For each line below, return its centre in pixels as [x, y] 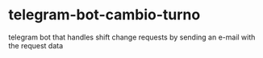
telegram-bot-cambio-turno [104, 15]
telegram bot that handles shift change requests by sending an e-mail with [132, 37]
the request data [36, 45]
